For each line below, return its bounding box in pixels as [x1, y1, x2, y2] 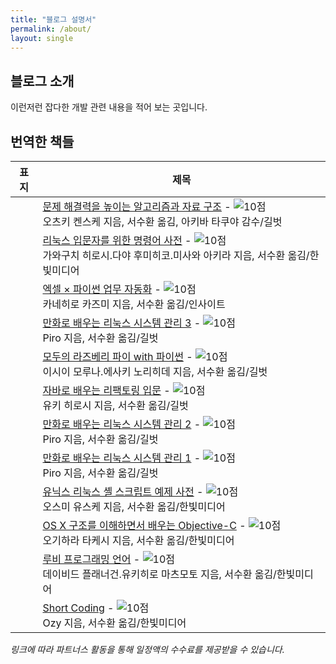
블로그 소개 [10, 72, 75, 90]
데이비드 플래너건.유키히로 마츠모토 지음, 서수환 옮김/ [42, 567, 277, 581]
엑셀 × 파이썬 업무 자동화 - [42, 282, 162, 296]
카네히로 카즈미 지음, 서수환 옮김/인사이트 [42, 297, 226, 311]
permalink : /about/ [10, 24, 92, 34]
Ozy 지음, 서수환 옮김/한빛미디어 [42, 616, 187, 630]
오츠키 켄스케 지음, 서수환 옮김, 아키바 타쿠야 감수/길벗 [42, 215, 283, 228]
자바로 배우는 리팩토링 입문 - [42, 384, 171, 397]
